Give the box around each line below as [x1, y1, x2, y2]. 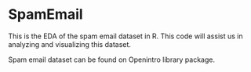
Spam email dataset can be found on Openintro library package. [8, 55, 216, 64]
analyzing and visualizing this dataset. [8, 39, 132, 49]
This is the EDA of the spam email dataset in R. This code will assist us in [8, 31, 243, 41]
